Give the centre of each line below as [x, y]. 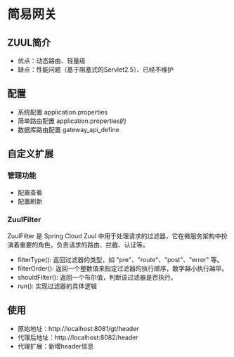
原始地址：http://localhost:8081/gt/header [78, 328]
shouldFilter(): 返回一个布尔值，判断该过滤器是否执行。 [97, 277]
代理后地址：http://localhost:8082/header [78, 337]
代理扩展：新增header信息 [56, 346]
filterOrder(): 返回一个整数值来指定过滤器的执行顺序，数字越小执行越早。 [123, 268]
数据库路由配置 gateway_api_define [68, 129]
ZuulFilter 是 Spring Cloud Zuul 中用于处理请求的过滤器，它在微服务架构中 [114, 235]
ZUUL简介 [29, 43]
